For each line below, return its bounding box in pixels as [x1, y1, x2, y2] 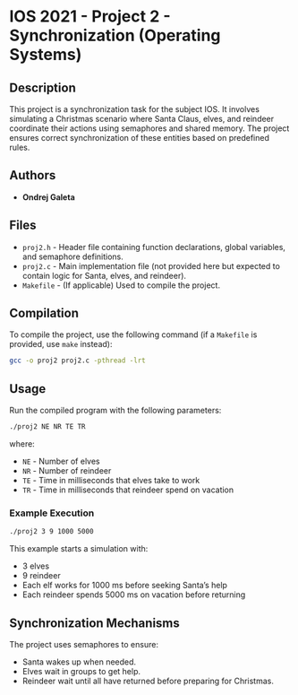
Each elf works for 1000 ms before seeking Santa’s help [21, 580, 228, 591]
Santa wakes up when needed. [21, 656, 137, 667]
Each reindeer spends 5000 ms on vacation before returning [21, 589, 246, 600]
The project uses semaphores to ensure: [9, 639, 159, 649]
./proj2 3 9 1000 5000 [9, 527, 94, 536]
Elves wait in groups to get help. [21, 665, 141, 676]
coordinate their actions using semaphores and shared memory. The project [9, 123, 290, 134]
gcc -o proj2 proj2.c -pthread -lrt [9, 356, 146, 365]
